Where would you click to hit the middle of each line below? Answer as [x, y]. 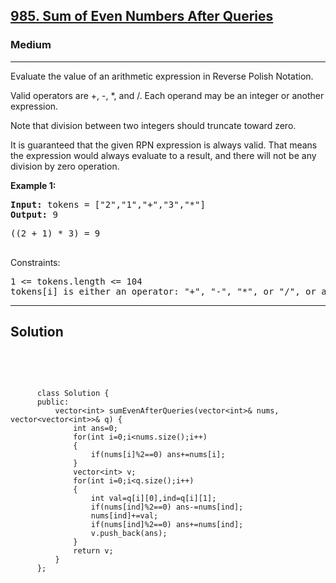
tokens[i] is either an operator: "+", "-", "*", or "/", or [163, 291]
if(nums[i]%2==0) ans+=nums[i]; [158, 454]
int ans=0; [95, 428]
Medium [31, 45]
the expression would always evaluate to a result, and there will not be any [163, 155]
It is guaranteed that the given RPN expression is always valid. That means [164, 145]
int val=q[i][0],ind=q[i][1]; [153, 498]
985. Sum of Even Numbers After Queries [142, 16]
